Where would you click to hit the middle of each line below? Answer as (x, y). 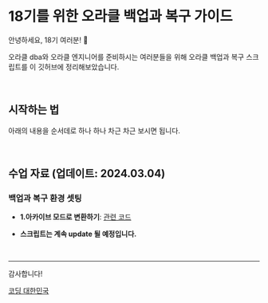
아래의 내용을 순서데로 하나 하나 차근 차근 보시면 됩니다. (95, 130)
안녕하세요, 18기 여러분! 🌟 (48, 40)
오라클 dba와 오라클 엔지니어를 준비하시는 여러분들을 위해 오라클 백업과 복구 (126, 57)
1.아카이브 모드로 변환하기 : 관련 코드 (75, 217)
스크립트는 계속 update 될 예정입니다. (78, 234)
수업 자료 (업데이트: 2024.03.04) (87, 173)
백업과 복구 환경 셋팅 (45, 199)
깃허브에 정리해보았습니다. (79, 67)
